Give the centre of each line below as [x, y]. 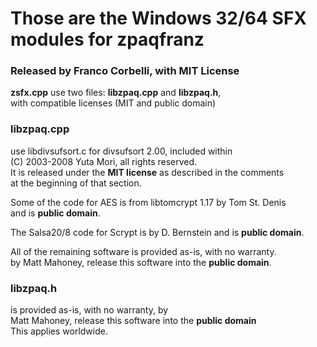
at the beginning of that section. [76, 183]
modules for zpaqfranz [107, 39]
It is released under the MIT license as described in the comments [147, 172]
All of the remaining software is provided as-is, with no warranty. [143, 251]
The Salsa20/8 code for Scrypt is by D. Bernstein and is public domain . [157, 232]
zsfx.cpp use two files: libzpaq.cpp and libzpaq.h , [116, 93]
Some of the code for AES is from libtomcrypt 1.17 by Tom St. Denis [148, 202]
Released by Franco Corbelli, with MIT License [125, 71]
